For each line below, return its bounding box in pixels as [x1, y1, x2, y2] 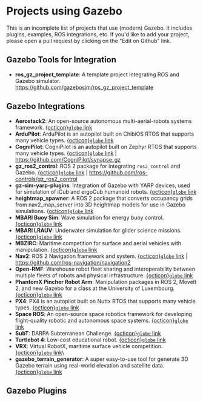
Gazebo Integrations [6, 101, 85, 111]
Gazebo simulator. [15, 77, 61, 84]
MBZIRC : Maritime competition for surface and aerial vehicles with [15, 239, 182, 246]
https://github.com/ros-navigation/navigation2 [15, 259, 131, 266]
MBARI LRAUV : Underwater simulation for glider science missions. [15, 226, 182, 234]
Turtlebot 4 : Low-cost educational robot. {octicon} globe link [15, 336, 166, 343]
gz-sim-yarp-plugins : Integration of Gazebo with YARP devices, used [15, 182, 190, 189]
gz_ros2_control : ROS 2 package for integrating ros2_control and [15, 162, 181, 170]
